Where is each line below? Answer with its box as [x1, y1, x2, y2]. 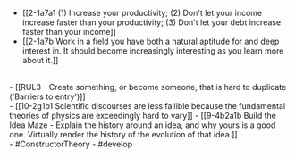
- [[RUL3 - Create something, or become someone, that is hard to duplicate [9, 82, 287, 92]
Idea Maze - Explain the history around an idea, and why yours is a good [9, 120, 276, 130]
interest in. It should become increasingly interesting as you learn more [21, 46, 284, 56]
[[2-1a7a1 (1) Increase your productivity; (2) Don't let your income [21, 8, 262, 18]
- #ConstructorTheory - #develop [9, 138, 132, 149]
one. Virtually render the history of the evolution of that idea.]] [9, 129, 238, 139]
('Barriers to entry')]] [9, 91, 87, 102]
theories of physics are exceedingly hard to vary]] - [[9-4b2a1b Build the [9, 111, 277, 121]
